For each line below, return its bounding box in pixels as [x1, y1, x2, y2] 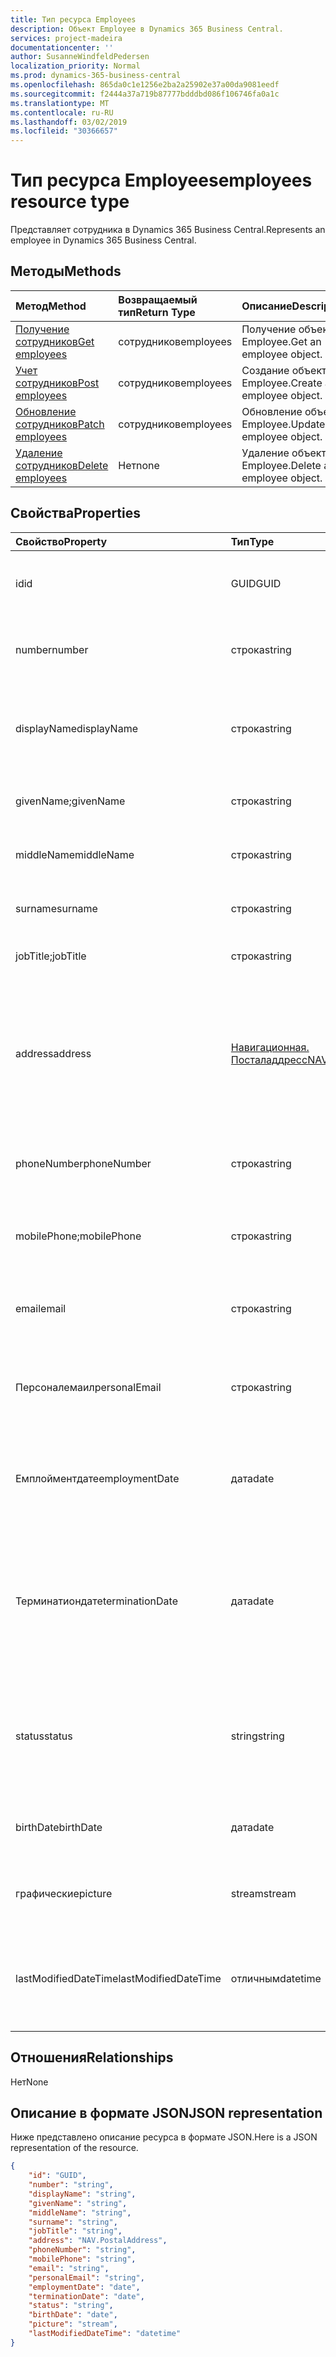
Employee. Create [241, 376, 323, 390]
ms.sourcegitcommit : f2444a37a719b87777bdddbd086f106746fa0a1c [10, 89, 280, 99]
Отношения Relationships [10, 2049, 174, 2066]
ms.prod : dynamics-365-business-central [10, 71, 182, 81]
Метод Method [15, 299, 87, 313]
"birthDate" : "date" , [28, 2310, 118, 2320]
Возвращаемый [118, 292, 198, 306]
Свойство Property [15, 534, 108, 548]
